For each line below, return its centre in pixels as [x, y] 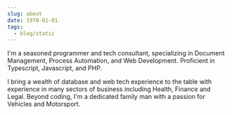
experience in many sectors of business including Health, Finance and [109, 89]
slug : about [25, 14]
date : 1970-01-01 [33, 20]
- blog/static [34, 33]
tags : [15, 27]
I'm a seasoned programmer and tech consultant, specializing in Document [116, 53]
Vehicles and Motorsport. [44, 104]
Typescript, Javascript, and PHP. [55, 68]
